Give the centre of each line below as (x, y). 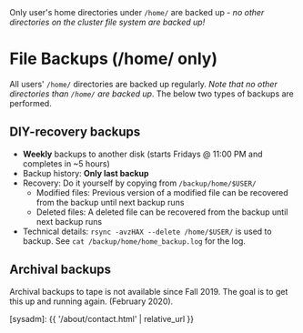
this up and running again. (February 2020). (91, 301)
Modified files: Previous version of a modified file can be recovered (162, 192)
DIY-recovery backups (75, 132)
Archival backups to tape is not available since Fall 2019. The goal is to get (149, 291)
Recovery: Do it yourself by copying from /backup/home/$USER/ (139, 183)
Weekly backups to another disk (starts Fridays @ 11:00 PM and (142, 154)
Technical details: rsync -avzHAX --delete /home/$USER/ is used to (147, 231)
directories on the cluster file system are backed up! (107, 22)
